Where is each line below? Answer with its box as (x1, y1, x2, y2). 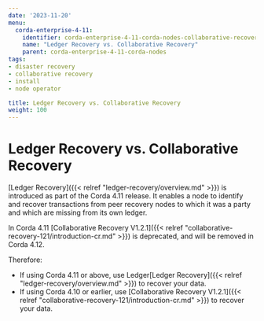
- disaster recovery (8, 63, 76, 71)
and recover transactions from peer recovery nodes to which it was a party (8, 200, 251, 209)
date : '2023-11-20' (8, 11, 72, 20)
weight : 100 (8, 106, 47, 114)
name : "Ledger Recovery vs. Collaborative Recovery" (22, 41, 199, 49)
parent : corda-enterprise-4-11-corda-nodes (22, 48, 167, 56)
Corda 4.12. (8, 240, 45, 249)
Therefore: (8, 255, 43, 264)
